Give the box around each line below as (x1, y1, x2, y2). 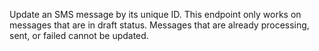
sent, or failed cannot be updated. (9, 30, 149, 41)
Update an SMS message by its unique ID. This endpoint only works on (9, 9, 302, 20)
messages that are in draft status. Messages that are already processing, (9, 19, 310, 31)
